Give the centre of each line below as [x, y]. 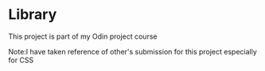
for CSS [21, 60]
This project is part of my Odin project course [83, 36]
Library [33, 15]
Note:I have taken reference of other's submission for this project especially [132, 51]
